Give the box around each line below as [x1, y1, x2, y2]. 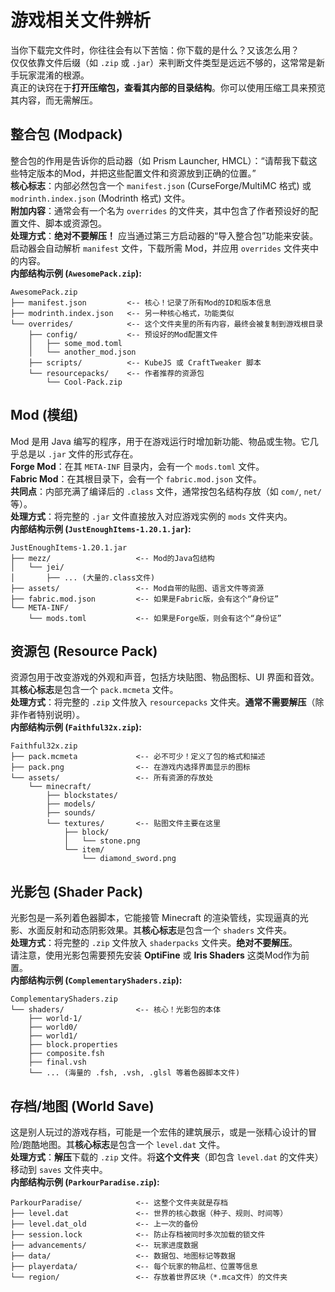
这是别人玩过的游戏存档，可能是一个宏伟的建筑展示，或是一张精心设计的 [10, 1126, 308, 1138]
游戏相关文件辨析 [10, 9, 152, 32]
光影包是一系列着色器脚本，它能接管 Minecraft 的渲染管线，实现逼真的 [10, 912, 300, 924]
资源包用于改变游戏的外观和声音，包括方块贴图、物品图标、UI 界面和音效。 [10, 671, 320, 683]
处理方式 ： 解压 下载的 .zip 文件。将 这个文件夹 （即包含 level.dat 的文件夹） [10, 1151, 324, 1163]
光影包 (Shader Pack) [10, 883, 144, 900]
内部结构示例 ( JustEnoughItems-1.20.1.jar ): [10, 522, 192, 535]
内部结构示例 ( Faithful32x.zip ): [10, 721, 142, 733]
